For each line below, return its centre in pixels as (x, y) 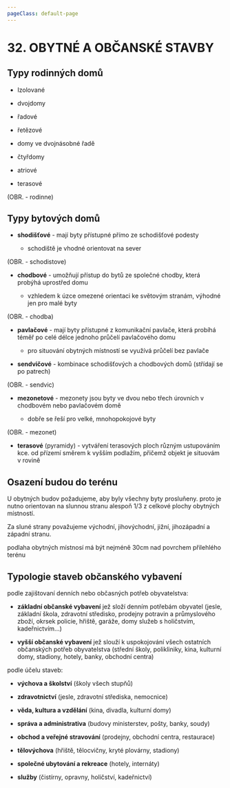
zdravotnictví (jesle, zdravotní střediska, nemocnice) (92, 697)
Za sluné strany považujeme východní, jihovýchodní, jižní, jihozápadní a (108, 527)
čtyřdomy (31, 157)
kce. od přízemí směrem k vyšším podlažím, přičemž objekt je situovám (118, 453)
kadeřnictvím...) (39, 628)
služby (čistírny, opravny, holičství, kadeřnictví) (85, 777)
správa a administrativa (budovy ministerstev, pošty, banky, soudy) (113, 724)
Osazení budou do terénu (63, 482)
